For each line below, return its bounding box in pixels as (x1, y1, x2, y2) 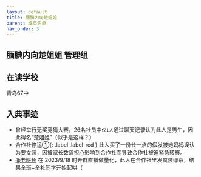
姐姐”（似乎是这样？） (38, 134, 95, 141)
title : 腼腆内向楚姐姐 (6, 15, 58, 21)
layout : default (6, 8, 47, 15)
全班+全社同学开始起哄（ (20, 164, 83, 172)
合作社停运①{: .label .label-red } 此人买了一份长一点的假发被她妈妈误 (15, 141, 190, 149)
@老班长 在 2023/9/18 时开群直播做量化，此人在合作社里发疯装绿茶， (15, 156, 189, 164)
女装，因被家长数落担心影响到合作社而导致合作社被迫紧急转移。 (26, 149, 186, 156)
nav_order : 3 (6, 25, 39, 32)
